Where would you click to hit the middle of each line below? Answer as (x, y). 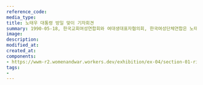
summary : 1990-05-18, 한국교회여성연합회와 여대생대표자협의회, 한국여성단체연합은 (97, 28)
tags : (13, 67)
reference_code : (27, 12)
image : (14, 34)
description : (23, 40)
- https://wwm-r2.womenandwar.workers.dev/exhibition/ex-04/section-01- (100, 62)
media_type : (21, 17)
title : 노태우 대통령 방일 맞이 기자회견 (50, 23)
